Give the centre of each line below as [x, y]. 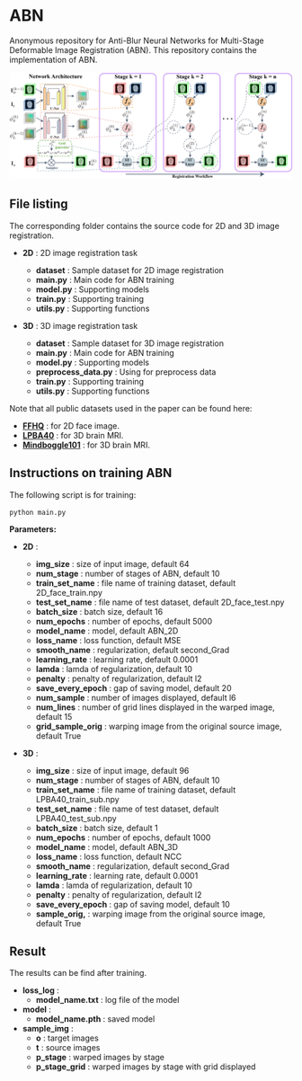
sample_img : [48, 1029]
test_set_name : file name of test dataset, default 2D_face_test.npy [160, 602]
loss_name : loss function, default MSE [108, 640]
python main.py [38, 512]
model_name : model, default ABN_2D [107, 631]
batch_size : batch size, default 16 [99, 611]
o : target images [67, 1038]
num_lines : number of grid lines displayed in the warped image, [155, 707]
